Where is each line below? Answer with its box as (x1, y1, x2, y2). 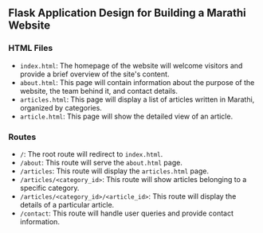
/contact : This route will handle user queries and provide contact (19, 208, 234, 218)
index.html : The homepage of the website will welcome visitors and (19, 60, 243, 70)
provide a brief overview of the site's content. (19, 69, 170, 79)
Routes (8, 131, 37, 142)
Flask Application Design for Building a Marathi (8, 6, 246, 20)
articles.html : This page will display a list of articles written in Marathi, (19, 95, 255, 104)
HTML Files (8, 43, 53, 54)
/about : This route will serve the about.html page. (19, 157, 183, 167)
